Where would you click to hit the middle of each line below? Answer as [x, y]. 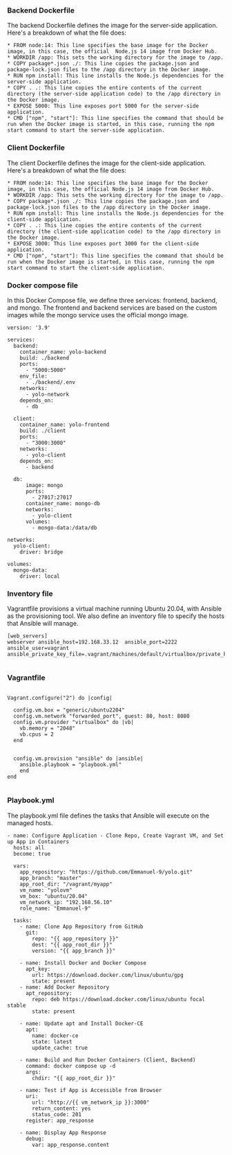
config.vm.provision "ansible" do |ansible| [78, 759]
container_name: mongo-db [62, 503]
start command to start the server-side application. [86, 130]
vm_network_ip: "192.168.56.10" [66, 902]
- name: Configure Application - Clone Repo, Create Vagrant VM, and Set [116, 836]
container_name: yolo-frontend [65, 425]
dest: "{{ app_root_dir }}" [72, 944]
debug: [35, 1138]
